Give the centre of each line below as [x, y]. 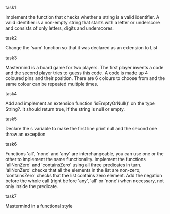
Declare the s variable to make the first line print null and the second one [81, 129]
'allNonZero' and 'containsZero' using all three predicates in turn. [73, 165]
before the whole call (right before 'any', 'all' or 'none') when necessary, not [84, 181]
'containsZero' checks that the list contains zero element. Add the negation [84, 176]
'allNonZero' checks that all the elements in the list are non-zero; [73, 170]
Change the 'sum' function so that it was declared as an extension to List [81, 48]
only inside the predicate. [32, 186]
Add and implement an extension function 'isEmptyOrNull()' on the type [80, 103]
